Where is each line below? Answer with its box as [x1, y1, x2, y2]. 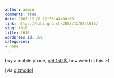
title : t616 [5, 30, 30, 35]
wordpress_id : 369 [5, 35, 43, 40]
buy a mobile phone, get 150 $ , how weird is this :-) [5, 57, 110, 63]
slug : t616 [5, 26, 28, 31]
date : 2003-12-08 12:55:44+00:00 [5, 16, 74, 21]
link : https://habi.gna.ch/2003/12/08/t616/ [5, 21, 98, 26]
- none [5, 44, 19, 49]
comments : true [5, 12, 37, 17]
